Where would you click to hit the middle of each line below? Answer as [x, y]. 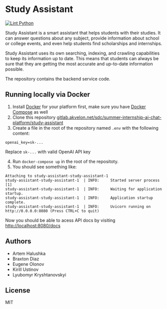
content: [21, 133]
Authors [18, 241]
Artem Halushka [29, 253]
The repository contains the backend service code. [58, 79]
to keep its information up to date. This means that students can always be [82, 58]
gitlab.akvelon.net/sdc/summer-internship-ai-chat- [109, 117]
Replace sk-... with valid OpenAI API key [48, 152]
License [18, 290]
